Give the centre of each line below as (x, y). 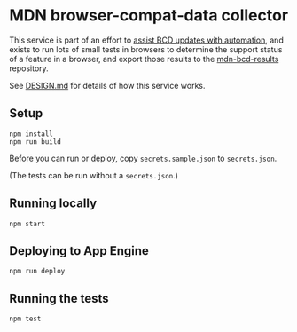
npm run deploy (37, 272)
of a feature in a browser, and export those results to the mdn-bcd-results (144, 59)
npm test (25, 319)
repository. (29, 68)
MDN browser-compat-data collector (149, 16)
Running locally (53, 204)
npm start (27, 224)
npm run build (35, 142)
